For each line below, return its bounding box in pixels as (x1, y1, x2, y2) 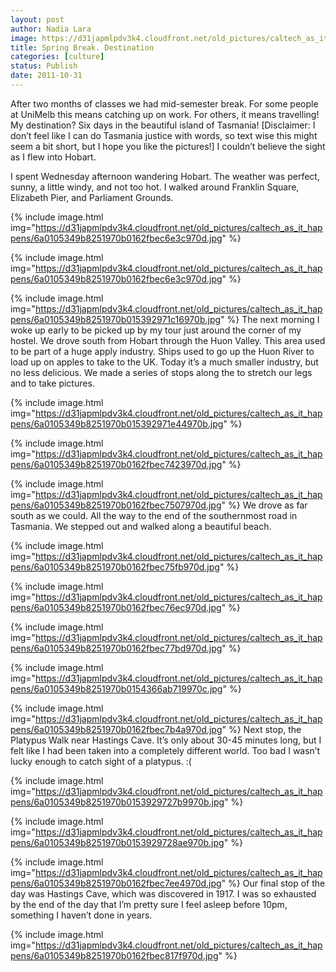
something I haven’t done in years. (10, 909, 153, 921)
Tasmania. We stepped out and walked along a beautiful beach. (10, 520, 272, 532)
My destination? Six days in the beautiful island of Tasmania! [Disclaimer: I (10, 119, 316, 131)
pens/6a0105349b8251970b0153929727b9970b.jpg (10, 796, 225, 808)
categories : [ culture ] (10, 52, 105, 62)
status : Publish (10, 61, 78, 71)
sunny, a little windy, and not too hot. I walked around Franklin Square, (10, 181, 300, 193)
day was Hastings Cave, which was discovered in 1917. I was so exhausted (10, 887, 317, 900)
